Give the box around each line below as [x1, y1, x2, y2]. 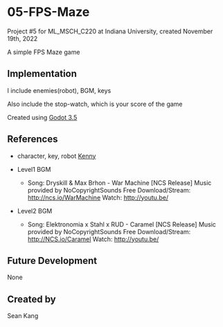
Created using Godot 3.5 [7, 113, 78, 121]
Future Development [7, 254, 98, 267]
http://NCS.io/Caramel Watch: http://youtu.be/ [27, 235, 159, 243]
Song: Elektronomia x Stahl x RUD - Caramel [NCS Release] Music [27, 220, 217, 229]
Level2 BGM [17, 206, 53, 215]
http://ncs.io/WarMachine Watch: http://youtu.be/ [27, 193, 168, 202]
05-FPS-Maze [7, 4, 90, 20]
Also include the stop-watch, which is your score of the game [7, 100, 183, 108]
